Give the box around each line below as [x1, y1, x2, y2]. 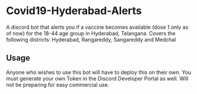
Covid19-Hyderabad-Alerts [6, 4, 142, 18]
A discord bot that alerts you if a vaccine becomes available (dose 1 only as [6, 23, 189, 31]
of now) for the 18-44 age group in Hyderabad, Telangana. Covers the [6, 29, 176, 36]
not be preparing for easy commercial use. [6, 81, 110, 88]
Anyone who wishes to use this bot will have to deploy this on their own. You [6, 69, 192, 76]
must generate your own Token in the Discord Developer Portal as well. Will [6, 75, 189, 82]
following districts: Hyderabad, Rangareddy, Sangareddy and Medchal [6, 36, 176, 43]
